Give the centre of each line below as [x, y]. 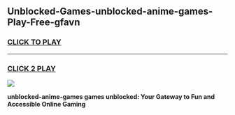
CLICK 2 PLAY [31, 68]
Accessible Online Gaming [47, 104]
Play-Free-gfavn [44, 23]
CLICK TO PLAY [34, 43]
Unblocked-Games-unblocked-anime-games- [110, 11]
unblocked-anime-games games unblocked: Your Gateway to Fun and [111, 96]
